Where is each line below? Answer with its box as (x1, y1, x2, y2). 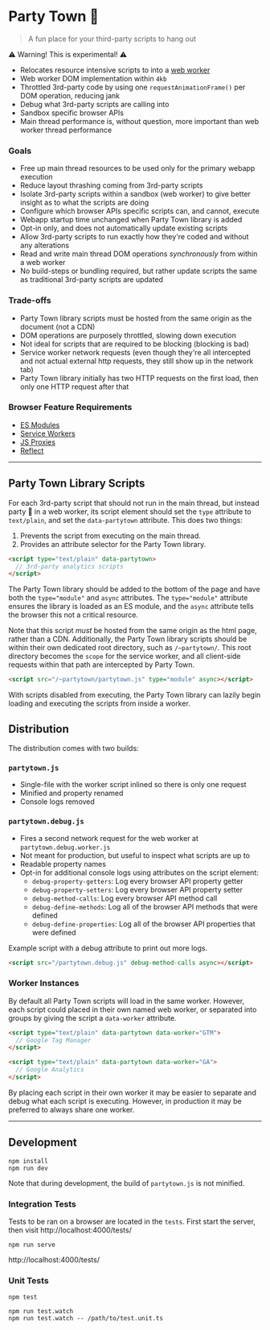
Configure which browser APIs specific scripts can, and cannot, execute (19, 206, 260, 216)
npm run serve (8, 1241, 56, 1249)
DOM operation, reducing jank (19, 90, 121, 100)
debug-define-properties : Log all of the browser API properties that (31, 918, 256, 929)
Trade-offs (8, 295, 51, 306)
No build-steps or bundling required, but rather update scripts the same (19, 266, 257, 276)
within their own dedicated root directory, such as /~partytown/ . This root (8, 643, 252, 653)
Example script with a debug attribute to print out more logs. (8, 943, 207, 953)
